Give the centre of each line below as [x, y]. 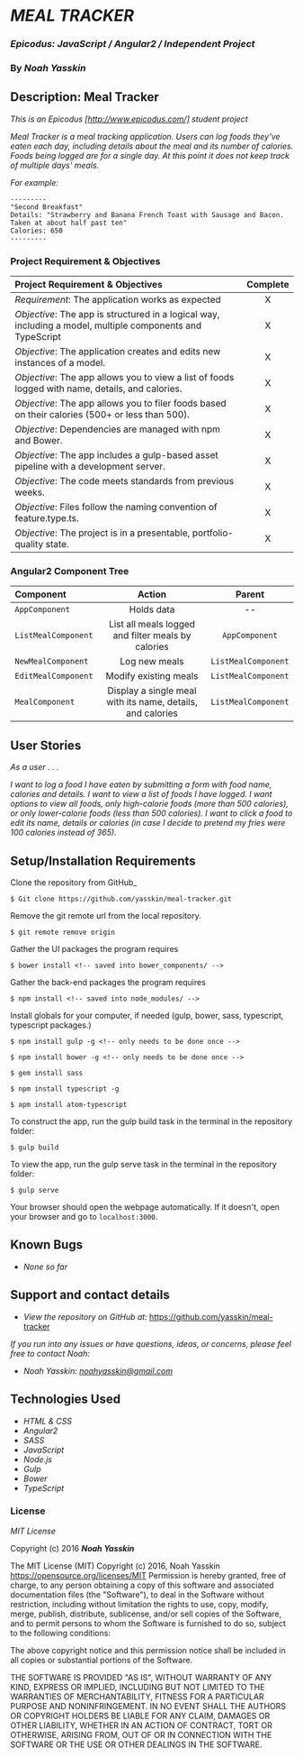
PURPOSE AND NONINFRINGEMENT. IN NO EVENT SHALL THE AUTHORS [148, 1706]
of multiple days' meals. [55, 165]
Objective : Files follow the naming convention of [116, 508]
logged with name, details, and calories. [98, 389]
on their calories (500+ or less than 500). [102, 415]
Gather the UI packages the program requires [94, 949]
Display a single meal [152, 691]
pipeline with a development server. [90, 467]
